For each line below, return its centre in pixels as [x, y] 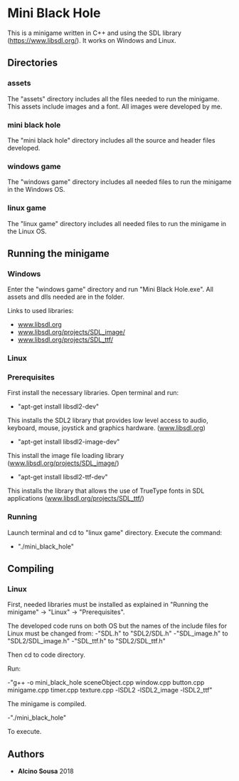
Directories [33, 63]
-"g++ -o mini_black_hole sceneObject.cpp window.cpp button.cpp [106, 683]
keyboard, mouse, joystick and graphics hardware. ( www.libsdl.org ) [107, 428]
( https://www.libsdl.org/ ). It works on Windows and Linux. [92, 40]
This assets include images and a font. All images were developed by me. [115, 106]
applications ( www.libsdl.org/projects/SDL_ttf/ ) [76, 499]
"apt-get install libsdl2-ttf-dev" [63, 477]
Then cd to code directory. [46, 655]
